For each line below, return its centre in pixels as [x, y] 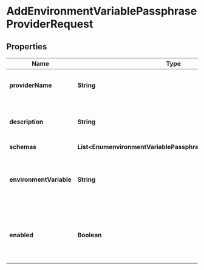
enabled [21, 235]
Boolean [90, 235]
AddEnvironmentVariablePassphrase [102, 11]
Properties [27, 47]
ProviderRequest [50, 24]
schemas [23, 147]
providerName [31, 85]
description [26, 122]
